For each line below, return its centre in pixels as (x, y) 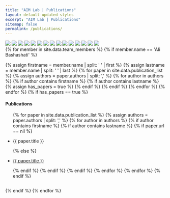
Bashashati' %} (21, 55)
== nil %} (22, 131)
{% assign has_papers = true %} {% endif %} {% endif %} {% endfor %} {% (85, 87)
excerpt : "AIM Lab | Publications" (43, 19)
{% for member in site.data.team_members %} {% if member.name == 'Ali (83, 49)
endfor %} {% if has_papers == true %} (47, 92)
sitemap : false (21, 24)
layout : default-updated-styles (39, 15)
